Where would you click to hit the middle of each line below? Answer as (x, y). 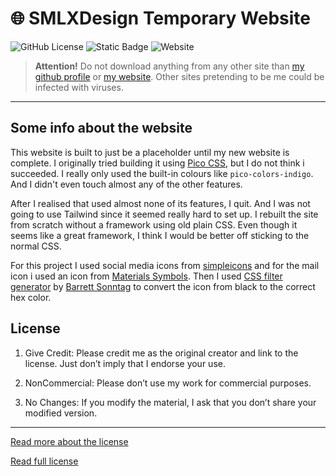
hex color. (31, 297)
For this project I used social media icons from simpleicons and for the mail (165, 265)
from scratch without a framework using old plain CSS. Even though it (154, 224)
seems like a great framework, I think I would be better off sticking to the (160, 235)
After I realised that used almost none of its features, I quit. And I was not (160, 203)
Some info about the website (101, 128)
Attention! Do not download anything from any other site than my (169, 66)
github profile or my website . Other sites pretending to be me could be (179, 76)
